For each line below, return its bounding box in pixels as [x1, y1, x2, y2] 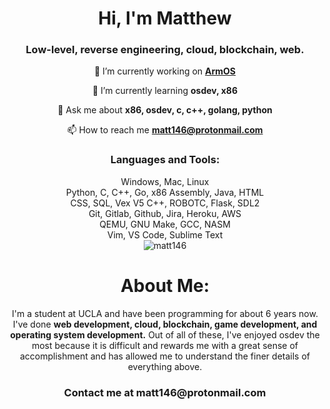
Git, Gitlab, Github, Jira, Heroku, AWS [88, 207, 242, 219]
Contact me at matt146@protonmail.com [63, 385, 267, 399]
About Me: [120, 274, 210, 297]
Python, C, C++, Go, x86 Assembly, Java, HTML [65, 186, 265, 198]
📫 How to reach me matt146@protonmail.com [66, 124, 264, 136]
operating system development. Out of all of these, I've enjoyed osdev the [10, 328, 320, 341]
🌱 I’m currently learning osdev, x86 [91, 85, 239, 97]
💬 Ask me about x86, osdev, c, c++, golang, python [57, 104, 273, 116]
